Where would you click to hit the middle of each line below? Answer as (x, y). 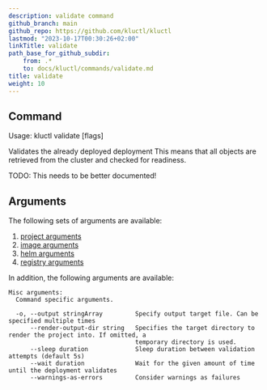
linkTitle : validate (43, 46)
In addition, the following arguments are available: (91, 278)
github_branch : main (43, 23)
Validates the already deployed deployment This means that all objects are (133, 151)
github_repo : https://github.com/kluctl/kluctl (90, 31)
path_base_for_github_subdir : (59, 53)
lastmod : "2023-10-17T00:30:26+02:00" (74, 38)
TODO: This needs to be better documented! (83, 176)
